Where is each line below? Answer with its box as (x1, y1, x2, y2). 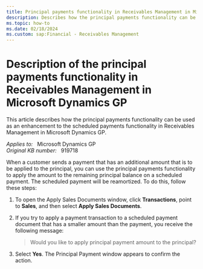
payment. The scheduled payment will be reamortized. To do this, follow (6, 178, 186, 185)
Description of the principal (6, 57, 147, 71)
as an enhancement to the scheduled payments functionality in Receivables (6, 122, 195, 130)
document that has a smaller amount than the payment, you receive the (14, 221, 193, 228)
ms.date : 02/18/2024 (6, 25, 59, 32)
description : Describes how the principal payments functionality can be (6, 15, 196, 21)
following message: (14, 227, 64, 235)
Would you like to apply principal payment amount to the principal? (30, 239, 196, 246)
